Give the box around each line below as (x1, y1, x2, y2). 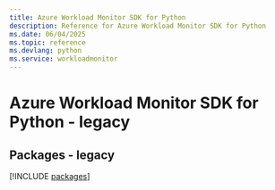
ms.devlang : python (9, 46, 82, 55)
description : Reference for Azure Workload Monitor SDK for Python (9, 21, 267, 30)
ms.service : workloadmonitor (9, 54, 118, 63)
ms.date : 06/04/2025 (9, 29, 87, 38)
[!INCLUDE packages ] (9, 171, 90, 181)
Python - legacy (9, 112, 131, 132)
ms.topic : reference (9, 37, 87, 47)
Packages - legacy (9, 147, 115, 162)
